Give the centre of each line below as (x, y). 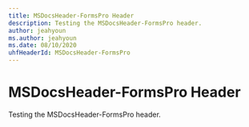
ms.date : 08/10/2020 (43, 46)
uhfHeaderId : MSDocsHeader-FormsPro (69, 53)
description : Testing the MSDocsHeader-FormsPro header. (105, 23)
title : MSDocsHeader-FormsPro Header (71, 16)
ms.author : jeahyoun (43, 38)
